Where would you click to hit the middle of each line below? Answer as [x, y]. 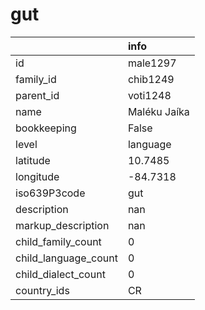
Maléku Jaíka [158, 111]
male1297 [152, 63]
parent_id [37, 95]
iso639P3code [50, 193]
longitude [37, 176]
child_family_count [58, 241]
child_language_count [66, 258]
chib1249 [151, 79]
